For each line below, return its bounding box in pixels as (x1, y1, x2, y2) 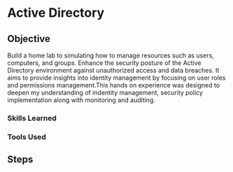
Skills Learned (7, 113, 57, 123)
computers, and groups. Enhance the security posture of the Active (7, 59, 202, 67)
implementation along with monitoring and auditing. (7, 96, 156, 104)
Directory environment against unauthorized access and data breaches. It (7, 66, 220, 74)
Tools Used (7, 131, 47, 141)
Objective (7, 33, 51, 45)
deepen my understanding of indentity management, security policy (7, 89, 203, 96)
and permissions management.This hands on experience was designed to (7, 81, 220, 89)
